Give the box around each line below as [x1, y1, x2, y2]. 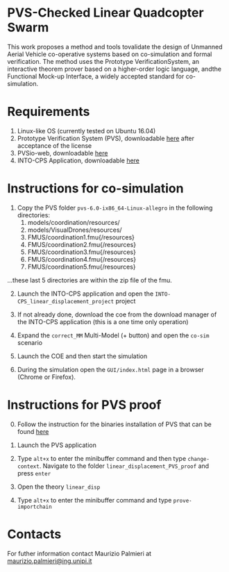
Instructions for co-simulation [7, 180, 184, 196]
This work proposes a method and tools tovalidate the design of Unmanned [7, 42, 223, 51]
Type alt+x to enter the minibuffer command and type [17, 496, 172, 504]
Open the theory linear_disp [17, 482, 101, 491]
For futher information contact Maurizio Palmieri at [7, 549, 151, 557]
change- [187, 455, 210, 462]
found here [17, 427, 49, 435]
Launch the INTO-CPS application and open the [17, 289, 154, 298]
